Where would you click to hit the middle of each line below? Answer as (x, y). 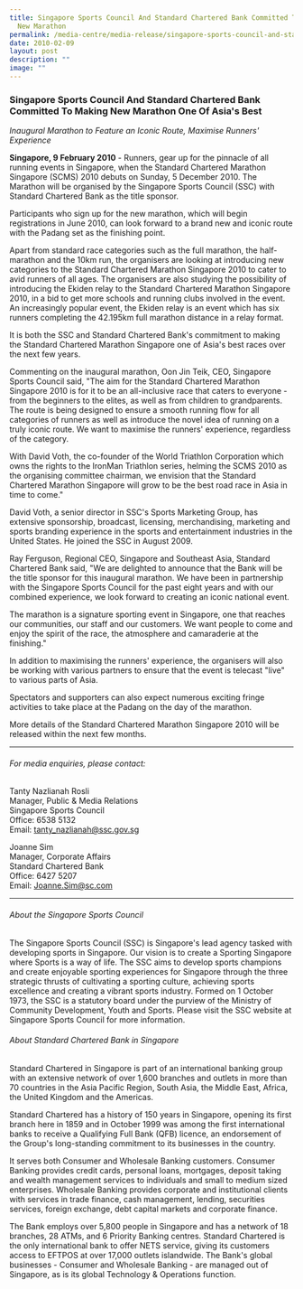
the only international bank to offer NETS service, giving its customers (140, 1245)
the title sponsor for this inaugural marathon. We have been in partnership (147, 578)
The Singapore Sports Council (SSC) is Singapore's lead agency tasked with (151, 943)
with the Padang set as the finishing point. (87, 233)
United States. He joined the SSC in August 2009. (101, 541)
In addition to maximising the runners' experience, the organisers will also (146, 661)
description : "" (40, 60)
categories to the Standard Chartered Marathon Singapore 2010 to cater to (148, 270)
